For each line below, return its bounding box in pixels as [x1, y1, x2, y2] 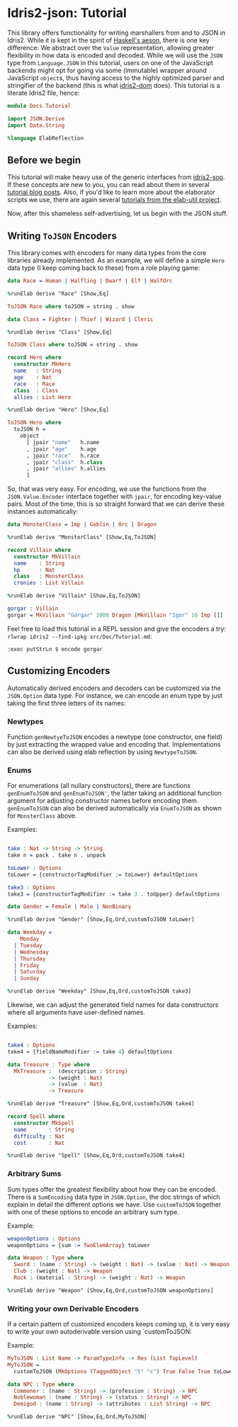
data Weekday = [7, 929, 52, 936]
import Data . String [7, 122, 65, 129]
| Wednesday [13, 948, 50, 956]
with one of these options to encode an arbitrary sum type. [7, 1207, 179, 1216]
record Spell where [7, 1113, 65, 1120]
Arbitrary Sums [7, 1169, 62, 1179]
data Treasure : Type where [7, 1061, 91, 1068]
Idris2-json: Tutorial [7, 5, 127, 21]
